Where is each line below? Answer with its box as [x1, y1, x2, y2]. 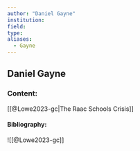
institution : [7, 17, 45, 24]
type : [7, 29, 23, 37]
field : [7, 23, 26, 30]
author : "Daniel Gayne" [7, 10, 76, 17]
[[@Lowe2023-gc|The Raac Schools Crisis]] [7, 105, 134, 113]
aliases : [7, 36, 33, 43]
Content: [7, 89, 38, 98]
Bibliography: [7, 121, 47, 129]
